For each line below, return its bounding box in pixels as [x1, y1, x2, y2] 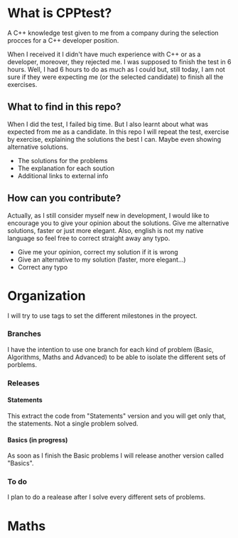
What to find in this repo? [7, 101, 121, 113]
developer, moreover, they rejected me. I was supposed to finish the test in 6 [7, 57, 232, 66]
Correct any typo [17, 262, 68, 271]
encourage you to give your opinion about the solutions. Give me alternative [7, 219, 229, 227]
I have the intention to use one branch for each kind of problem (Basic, [7, 345, 215, 353]
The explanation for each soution [17, 164, 115, 172]
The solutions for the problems [17, 156, 108, 165]
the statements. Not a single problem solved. [7, 419, 139, 428]
